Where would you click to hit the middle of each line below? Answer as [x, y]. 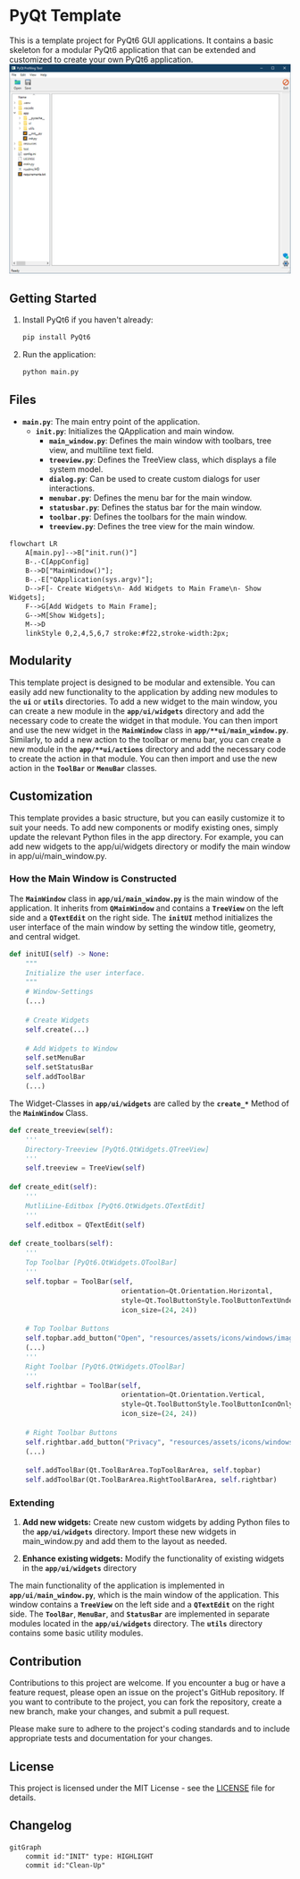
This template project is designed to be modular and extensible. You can [142, 682]
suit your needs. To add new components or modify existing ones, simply [144, 827]
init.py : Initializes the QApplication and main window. [135, 431]
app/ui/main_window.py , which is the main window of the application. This [144, 1595]
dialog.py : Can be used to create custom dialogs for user [154, 478]
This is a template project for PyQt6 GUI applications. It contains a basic [142, 40]
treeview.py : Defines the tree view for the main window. [152, 526]
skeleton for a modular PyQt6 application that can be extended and [133, 49]
